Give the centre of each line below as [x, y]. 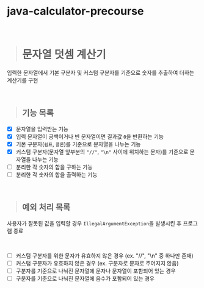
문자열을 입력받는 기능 [42, 128]
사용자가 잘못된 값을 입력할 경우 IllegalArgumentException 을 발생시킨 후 [94, 223]
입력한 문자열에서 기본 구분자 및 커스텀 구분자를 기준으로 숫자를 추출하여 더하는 [101, 72]
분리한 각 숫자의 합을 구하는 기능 [54, 167]
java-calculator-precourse [75, 11]
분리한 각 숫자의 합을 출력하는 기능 [56, 174]
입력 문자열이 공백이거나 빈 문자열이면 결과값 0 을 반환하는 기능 [90, 136]
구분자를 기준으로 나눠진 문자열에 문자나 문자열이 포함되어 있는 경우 [96, 271]
